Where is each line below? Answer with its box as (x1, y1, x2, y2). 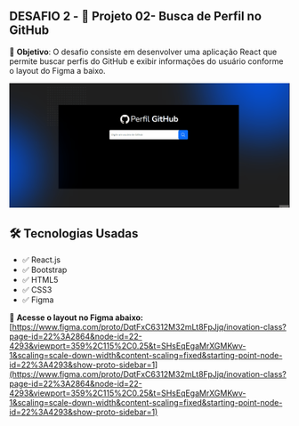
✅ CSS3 (21, 284, 53, 294)
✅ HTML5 (21, 274, 59, 285)
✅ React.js (21, 254, 61, 265)
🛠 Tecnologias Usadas (9, 226, 139, 241)
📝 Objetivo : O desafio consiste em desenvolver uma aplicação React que (9, 46, 278, 57)
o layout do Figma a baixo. (9, 65, 106, 76)
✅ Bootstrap (21, 264, 68, 275)
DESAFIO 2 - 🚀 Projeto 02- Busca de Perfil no (9, 9, 263, 24)
